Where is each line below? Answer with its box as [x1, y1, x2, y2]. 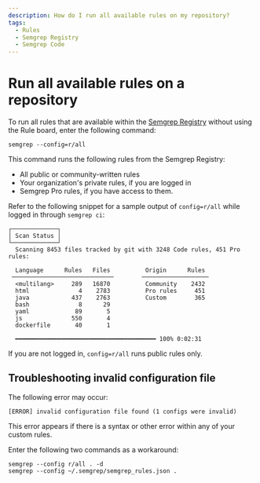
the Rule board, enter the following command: [8, 126, 156, 135]
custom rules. [8, 430, 53, 439]
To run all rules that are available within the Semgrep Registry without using [8, 117, 253, 126]
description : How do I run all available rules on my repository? [8, 11, 230, 20]
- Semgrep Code [15, 41, 65, 49]
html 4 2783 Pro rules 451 [15, 287, 206, 295]
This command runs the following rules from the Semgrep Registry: [8, 155, 225, 164]
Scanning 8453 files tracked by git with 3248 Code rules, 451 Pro [15, 246, 241, 254]
